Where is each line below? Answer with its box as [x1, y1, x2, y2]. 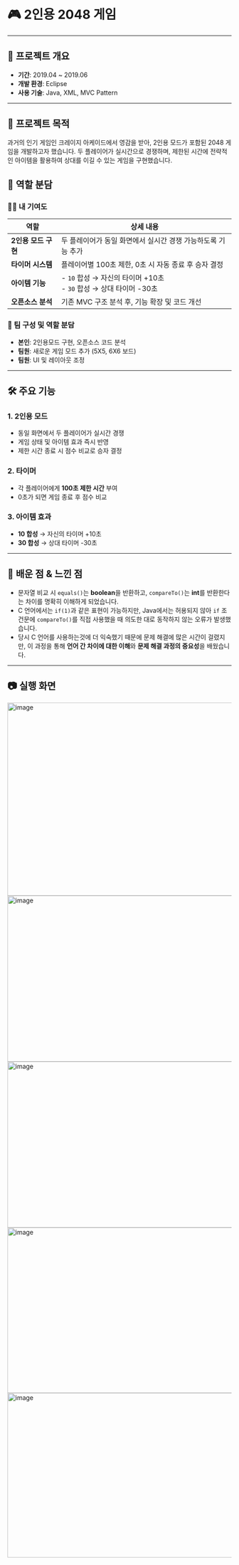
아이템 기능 [11, 278, 46, 288]
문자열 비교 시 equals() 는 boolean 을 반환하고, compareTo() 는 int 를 [17, 588, 206, 596]
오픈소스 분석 [11, 297, 53, 307]
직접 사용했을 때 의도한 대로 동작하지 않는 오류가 [79, 615, 212, 623]
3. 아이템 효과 [7, 512, 52, 522]
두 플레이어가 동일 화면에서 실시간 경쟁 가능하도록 [61, 236, 217, 246]
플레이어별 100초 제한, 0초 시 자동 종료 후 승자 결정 [61, 260, 224, 270]
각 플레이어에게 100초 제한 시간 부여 [17, 483, 118, 492]
